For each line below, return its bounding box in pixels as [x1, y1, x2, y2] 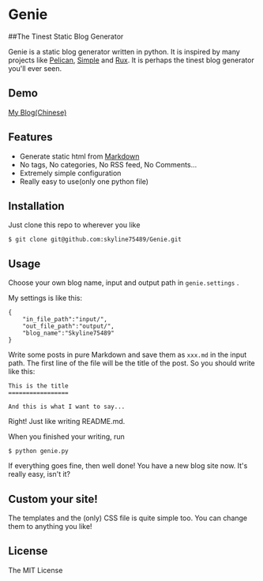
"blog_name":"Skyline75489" [22, 329, 115, 337]
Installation [8, 199, 65, 212]
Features [8, 130, 53, 144]
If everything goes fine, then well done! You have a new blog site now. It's [8, 461, 248, 470]
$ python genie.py [8, 448, 69, 455]
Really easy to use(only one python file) [19, 176, 148, 186]
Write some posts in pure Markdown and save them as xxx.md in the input [8, 350, 247, 360]
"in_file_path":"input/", [22, 316, 108, 324]
